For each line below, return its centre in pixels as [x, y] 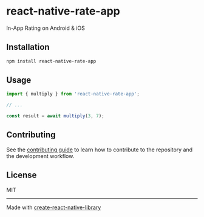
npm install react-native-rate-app [51, 61]
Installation [28, 47]
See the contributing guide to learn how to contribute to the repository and [100, 150]
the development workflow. [40, 156]
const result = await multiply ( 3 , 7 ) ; [55, 116]
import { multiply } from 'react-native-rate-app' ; [73, 94]
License [22, 175]
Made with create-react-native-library [54, 207]
